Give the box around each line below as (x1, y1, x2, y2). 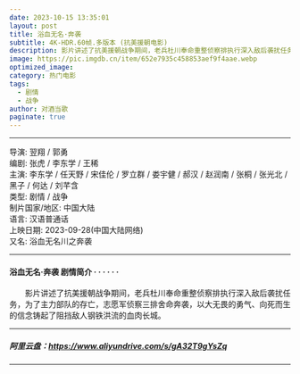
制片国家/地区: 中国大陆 (9, 203, 96, 213)
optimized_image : (9, 63, 74, 72)
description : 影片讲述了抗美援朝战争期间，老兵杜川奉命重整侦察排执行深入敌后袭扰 (9, 46, 281, 55)
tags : (9, 79, 29, 88)
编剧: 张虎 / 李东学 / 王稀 (9, 158, 99, 169)
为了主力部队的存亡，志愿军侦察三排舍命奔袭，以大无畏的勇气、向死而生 (24, 299, 291, 310)
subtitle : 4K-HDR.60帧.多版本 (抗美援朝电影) (9, 37, 168, 47)
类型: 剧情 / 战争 (9, 191, 69, 202)
